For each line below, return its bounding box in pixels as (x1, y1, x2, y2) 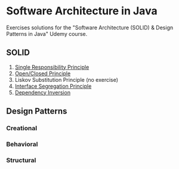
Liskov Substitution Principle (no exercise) (14, 76, 118, 83)
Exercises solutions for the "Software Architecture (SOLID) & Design (6, 24, 174, 31)
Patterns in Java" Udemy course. (6, 30, 88, 37)
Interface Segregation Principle (14, 82, 92, 90)
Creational (6, 124, 38, 133)
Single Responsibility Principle (14, 63, 89, 70)
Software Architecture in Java (6, 4, 158, 18)
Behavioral (6, 140, 38, 148)
